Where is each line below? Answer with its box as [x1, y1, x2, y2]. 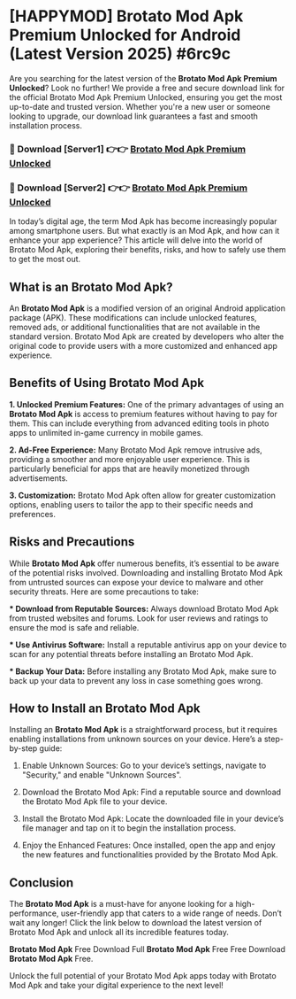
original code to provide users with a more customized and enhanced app [9, 340, 278, 351]
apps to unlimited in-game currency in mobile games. [9, 427, 203, 438]
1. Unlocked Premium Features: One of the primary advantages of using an [9, 399, 285, 409]
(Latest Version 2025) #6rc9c [9, 44, 231, 64]
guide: [39, 743, 63, 754]
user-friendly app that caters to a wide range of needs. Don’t [60, 908, 283, 918]
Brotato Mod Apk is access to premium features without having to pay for [9, 408, 278, 419]
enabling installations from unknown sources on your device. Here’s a [9, 733, 262, 745]
